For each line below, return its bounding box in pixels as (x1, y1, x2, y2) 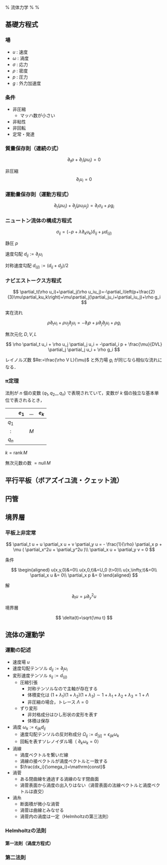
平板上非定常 (5, 529, 36, 536)
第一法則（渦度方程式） (5, 840, 53, 846)
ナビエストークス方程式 (5, 277, 61, 284)
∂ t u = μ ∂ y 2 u (71, 592, 96, 600)
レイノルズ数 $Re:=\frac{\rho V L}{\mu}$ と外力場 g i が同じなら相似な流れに (5, 356, 162, 364)
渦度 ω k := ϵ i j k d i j (12, 724, 46, 731)
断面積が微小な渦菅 (19, 800, 60, 806)
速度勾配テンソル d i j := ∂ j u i (12, 665, 68, 672)
